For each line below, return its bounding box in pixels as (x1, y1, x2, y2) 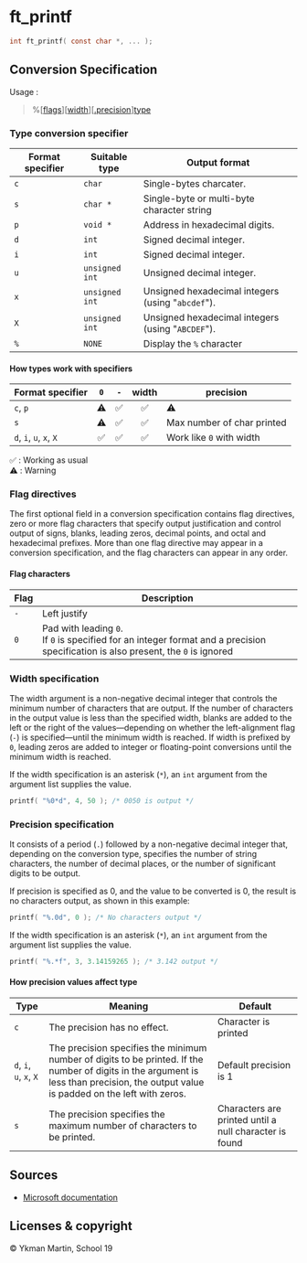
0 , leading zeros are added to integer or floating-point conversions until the (9, 741, 292, 752)
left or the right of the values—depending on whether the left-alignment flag (9, 722, 295, 733)
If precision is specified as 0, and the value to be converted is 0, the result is (9, 885, 297, 897)
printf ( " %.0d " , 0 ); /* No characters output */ (9, 913, 203, 923)
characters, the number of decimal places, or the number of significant (9, 858, 276, 870)
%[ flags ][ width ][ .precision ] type (31, 103, 152, 115)
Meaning (109, 1000, 149, 1012)
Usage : (9, 86, 39, 97)
